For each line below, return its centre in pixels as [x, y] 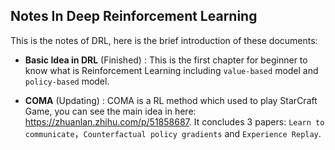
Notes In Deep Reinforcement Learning [134, 16]
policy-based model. [67, 81]
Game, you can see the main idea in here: [110, 111]
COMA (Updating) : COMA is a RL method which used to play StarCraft [171, 100]
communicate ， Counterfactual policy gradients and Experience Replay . [173, 133]
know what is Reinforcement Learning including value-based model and [171, 70]
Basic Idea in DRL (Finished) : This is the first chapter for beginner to [166, 60]
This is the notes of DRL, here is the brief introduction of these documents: [164, 40]
